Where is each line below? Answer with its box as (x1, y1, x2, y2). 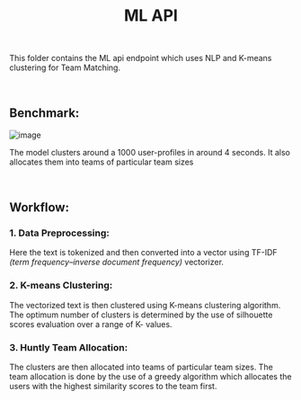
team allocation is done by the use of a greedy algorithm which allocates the (9, 371, 292, 382)
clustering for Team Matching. (9, 62, 121, 73)
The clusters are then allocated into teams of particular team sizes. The (9, 361, 274, 373)
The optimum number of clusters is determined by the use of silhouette (9, 309, 273, 320)
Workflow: (9, 200, 70, 216)
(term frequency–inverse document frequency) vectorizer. (9, 257, 225, 268)
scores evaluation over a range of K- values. (9, 318, 173, 329)
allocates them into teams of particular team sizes (9, 156, 194, 167)
